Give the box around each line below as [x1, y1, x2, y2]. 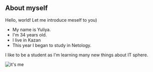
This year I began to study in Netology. [12, 42, 92, 48]
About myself [5, 4, 48, 12]
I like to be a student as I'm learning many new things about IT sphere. [5, 52, 149, 58]
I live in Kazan [12, 37, 41, 43]
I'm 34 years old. [12, 32, 47, 37]
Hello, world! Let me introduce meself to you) [5, 17, 98, 23]
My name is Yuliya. [12, 27, 51, 33]
